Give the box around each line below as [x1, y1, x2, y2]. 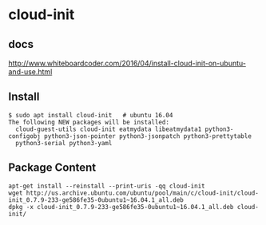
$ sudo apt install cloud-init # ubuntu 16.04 [8, 111, 173, 119]
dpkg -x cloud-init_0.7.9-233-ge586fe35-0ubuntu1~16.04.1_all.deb [8, 203, 234, 211]
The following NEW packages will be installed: [8, 118, 170, 126]
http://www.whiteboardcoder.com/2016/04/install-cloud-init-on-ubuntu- [8, 58, 246, 68]
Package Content [8, 161, 97, 175]
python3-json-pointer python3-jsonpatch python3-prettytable [43, 132, 252, 140]
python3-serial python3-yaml [15, 139, 113, 147]
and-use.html [8, 67, 53, 77]
